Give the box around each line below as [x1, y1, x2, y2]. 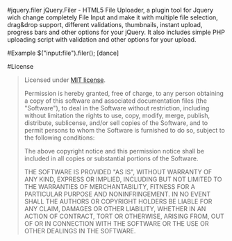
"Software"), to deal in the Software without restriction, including [24, 104, 210, 112]
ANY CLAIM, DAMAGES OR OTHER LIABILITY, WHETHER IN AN [24, 205, 206, 213]
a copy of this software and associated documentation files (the [24, 97, 207, 105]
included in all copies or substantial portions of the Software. [24, 154, 199, 163]
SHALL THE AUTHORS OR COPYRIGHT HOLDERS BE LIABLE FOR [24, 197, 213, 206]
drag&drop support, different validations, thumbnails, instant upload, [7, 21, 203, 28]
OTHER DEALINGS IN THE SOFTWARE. [24, 227, 136, 235]
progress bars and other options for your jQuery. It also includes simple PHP [7, 28, 226, 36]
